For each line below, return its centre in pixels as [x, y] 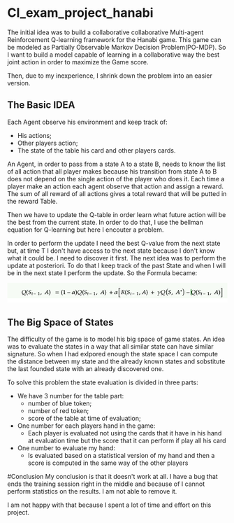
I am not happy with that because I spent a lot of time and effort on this [109, 505]
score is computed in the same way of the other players [108, 463]
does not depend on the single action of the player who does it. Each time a [116, 179]
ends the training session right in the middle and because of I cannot [106, 484]
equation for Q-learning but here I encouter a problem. [86, 230]
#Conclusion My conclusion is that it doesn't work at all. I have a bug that [112, 477]
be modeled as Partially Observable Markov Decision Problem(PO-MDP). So [117, 47]
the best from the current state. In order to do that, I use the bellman [105, 222]
